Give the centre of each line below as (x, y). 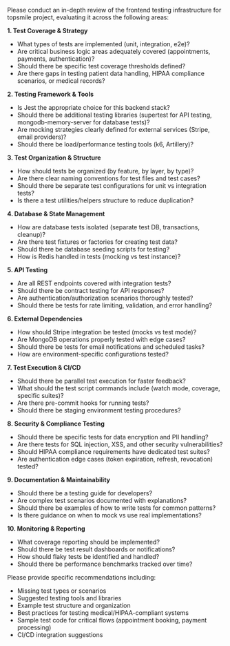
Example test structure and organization (74, 605)
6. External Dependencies (45, 319)
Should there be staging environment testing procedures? (99, 410)
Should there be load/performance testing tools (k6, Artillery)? (105, 144)
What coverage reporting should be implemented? (88, 542)
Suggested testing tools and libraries (69, 598)
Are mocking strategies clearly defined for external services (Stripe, (113, 130)
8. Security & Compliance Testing (56, 424)
